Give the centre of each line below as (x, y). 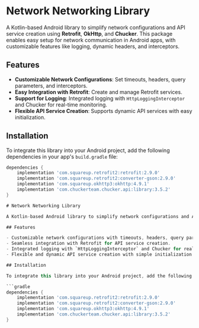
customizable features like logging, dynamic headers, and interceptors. (93, 46)
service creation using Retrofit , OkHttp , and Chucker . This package (89, 33)
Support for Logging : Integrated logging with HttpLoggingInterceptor (100, 98)
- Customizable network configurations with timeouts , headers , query (95, 238)
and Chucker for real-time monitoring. (61, 105)
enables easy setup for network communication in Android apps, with (91, 40)
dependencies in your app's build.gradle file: (62, 156)
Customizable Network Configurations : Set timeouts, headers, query (100, 79)
